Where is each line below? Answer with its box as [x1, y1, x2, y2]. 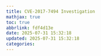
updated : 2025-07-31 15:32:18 [6, 36, 80, 41]
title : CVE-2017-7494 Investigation [6, 8, 95, 15]
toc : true [6, 19, 30, 25]
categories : [6, 41, 35, 47]
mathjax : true [6, 14, 41, 20]
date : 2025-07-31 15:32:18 [6, 30, 72, 36]
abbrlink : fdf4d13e [6, 24, 54, 31]
